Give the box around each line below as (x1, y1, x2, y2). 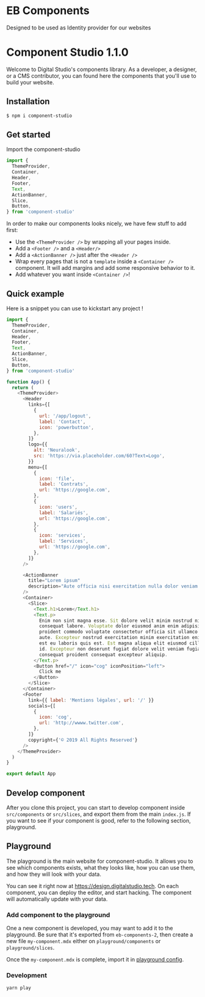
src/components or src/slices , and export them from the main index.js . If (6, 810, 191, 818)
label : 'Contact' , (38, 419, 86, 425)
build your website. (6, 78, 54, 86)
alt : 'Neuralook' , (33, 447, 81, 454)
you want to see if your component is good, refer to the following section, (6, 817, 191, 824)
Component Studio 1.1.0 (6, 45, 129, 59)
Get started (6, 129, 51, 140)
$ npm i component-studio (6, 113, 72, 119)
